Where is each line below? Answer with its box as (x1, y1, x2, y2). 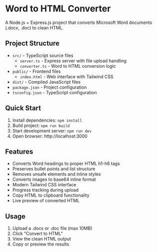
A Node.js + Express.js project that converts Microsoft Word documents (5, 19, 153, 25)
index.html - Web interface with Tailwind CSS (19, 73, 114, 80)
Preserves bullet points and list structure (12, 166, 95, 172)
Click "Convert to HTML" (12, 231, 63, 237)
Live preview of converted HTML (12, 198, 80, 204)
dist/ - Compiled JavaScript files (12, 79, 81, 85)
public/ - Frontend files (12, 68, 61, 74)
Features (5, 147, 33, 156)
